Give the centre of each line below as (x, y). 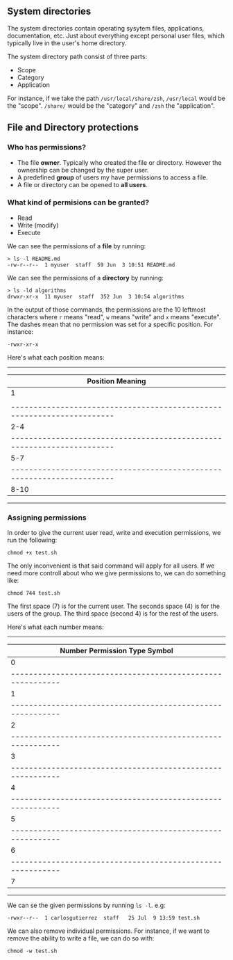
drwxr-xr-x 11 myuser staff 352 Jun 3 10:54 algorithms (96, 296)
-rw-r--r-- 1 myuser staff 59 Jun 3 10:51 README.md (91, 265)
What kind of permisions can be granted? (78, 202)
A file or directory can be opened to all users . (82, 184)
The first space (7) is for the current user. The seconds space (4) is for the (114, 606)
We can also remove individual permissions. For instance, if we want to (109, 931)
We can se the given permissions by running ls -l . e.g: (86, 905)
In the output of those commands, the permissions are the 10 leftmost (106, 310)
